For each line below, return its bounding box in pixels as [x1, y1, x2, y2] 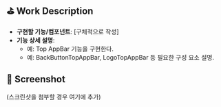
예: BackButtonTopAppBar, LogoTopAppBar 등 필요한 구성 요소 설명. [26, 53, 215, 61]
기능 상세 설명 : [16, 36, 55, 44]
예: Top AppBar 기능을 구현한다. [26, 45, 114, 53]
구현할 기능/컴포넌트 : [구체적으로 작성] [16, 27, 119, 36]
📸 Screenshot [6, 73, 66, 85]
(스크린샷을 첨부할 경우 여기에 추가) [6, 93, 101, 101]
